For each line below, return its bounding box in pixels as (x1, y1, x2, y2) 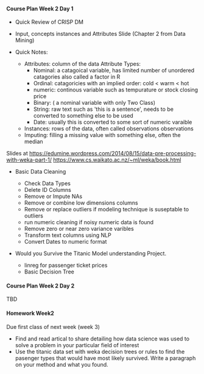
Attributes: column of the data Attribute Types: (24, 60, 141, 68)
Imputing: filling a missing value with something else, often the (24, 132, 181, 139)
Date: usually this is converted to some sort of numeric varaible (33, 119, 192, 126)
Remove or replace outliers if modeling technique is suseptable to (24, 206, 189, 213)
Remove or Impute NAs (24, 192, 83, 200)
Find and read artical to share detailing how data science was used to (15, 335, 190, 342)
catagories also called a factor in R (33, 73, 121, 80)
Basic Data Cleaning (15, 168, 66, 175)
